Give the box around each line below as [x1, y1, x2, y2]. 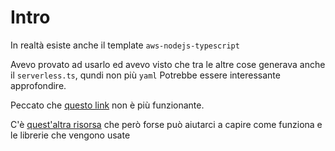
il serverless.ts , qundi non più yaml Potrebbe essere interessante [10, 69, 281, 81]
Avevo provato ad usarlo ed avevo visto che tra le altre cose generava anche [10, 58, 326, 70]
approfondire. [10, 79, 67, 91]
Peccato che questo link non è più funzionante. [10, 99, 205, 111]
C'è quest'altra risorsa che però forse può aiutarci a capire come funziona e [10, 118, 323, 130]
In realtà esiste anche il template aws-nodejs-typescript [10, 39, 240, 51]
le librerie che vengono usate [10, 129, 131, 141]
